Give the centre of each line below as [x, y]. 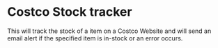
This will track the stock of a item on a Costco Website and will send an [109, 31]
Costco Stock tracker [70, 12]
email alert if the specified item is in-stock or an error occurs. [95, 38]
